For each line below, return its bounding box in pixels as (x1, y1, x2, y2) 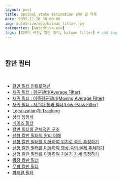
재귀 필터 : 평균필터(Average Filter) (12, 89, 81, 95)
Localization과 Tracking (12, 107, 60, 114)
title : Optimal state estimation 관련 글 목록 (5, 12, 97, 17)
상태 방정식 (12, 114, 34, 120)
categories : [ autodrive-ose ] (5, 26, 65, 31)
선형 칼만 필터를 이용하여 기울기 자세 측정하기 (12, 151, 99, 157)
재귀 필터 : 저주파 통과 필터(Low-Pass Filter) (12, 101, 98, 107)
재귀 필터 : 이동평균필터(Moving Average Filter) (12, 95, 105, 101)
